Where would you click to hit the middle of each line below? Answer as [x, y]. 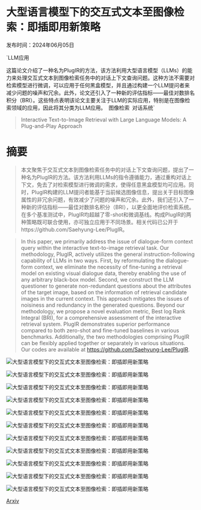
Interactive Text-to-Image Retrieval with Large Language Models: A [103, 120]
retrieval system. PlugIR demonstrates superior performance [95, 324]
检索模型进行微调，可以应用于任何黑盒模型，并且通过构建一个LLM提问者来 [98, 85]
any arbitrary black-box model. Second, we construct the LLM [97, 279]
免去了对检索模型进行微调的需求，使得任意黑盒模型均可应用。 [113, 184]
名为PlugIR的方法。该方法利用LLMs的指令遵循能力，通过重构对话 [106, 177]
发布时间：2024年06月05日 [40, 45]
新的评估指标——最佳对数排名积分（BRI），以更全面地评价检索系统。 [110, 207]
